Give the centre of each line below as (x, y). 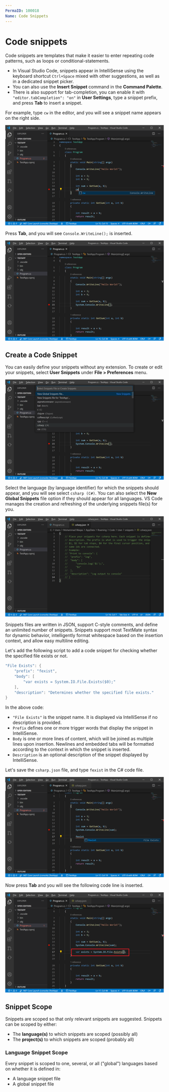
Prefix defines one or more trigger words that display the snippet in (83, 728)
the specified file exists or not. (36, 656)
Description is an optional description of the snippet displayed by (80, 755)
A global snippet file (33, 1084)
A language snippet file (36, 1079)
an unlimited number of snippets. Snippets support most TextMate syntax (81, 630)
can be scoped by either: (31, 1024)
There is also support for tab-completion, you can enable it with (78, 92)
